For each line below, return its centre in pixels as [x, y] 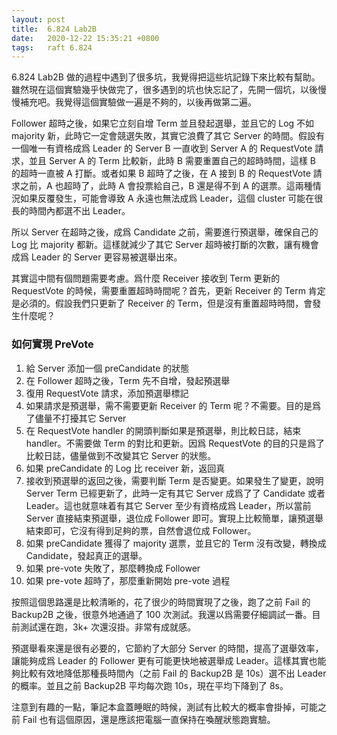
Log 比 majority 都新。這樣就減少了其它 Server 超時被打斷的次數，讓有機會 [165, 245]
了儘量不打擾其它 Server [76, 418]
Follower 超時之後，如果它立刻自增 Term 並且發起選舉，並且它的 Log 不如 [163, 123]
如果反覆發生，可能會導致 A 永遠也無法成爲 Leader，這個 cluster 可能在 [167, 198]
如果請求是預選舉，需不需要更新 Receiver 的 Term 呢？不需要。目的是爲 [173, 405]
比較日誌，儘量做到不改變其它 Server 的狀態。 [121, 455]
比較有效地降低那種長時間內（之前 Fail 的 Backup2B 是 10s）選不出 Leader [173, 673]
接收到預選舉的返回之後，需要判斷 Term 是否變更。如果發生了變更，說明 [174, 480]
